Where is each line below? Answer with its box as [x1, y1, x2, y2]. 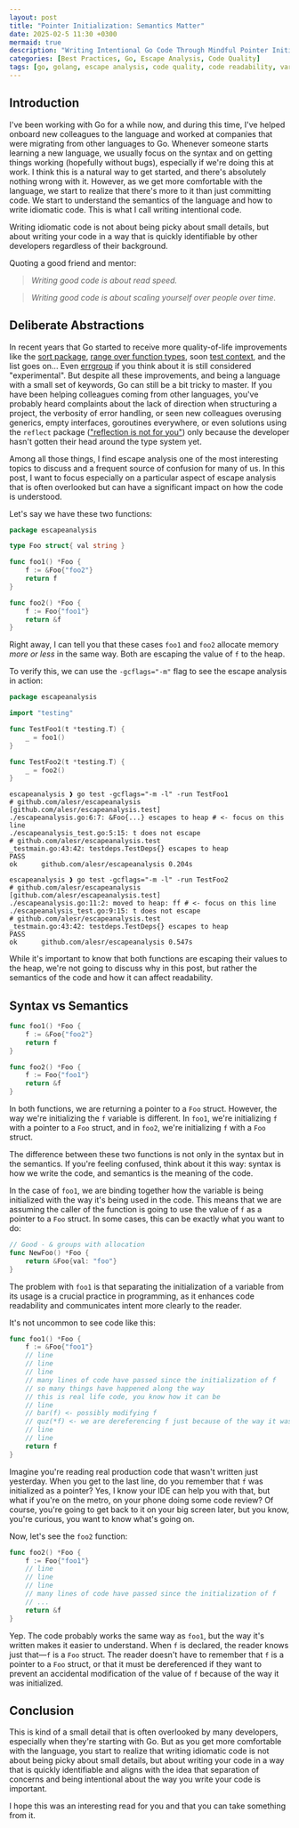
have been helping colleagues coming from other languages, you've [9, 389, 259, 399]
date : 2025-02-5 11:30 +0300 [9, 29, 117, 38]
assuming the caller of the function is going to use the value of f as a [9, 1204, 263, 1215]
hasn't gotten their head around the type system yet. [9, 436, 202, 447]
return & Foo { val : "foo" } [25, 1256, 117, 1266]
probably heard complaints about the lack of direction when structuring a [9, 398, 278, 409]
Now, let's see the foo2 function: [9, 1531, 128, 1542]
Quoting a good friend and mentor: [9, 257, 137, 268]
